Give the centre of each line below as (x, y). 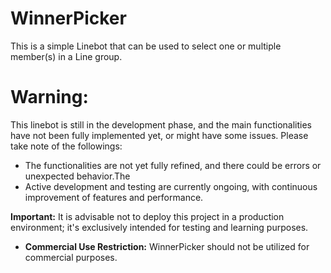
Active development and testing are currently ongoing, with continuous (171, 186)
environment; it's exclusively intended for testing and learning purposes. (159, 227)
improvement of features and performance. (114, 197)
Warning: (49, 97)
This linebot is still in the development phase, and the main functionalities (161, 124)
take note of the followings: (66, 146)
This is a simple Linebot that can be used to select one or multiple (146, 46)
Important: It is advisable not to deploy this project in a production (147, 216)
